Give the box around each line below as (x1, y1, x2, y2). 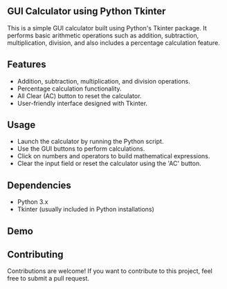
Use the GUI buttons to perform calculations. (17, 144, 145, 153)
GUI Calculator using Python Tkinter (7, 6, 166, 17)
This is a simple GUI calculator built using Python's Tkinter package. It (7, 24, 208, 32)
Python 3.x (17, 198, 48, 206)
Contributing (7, 249, 64, 261)
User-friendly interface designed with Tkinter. (17, 99, 147, 107)
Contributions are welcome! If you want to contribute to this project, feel (7, 267, 212, 275)
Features (7, 59, 46, 71)
